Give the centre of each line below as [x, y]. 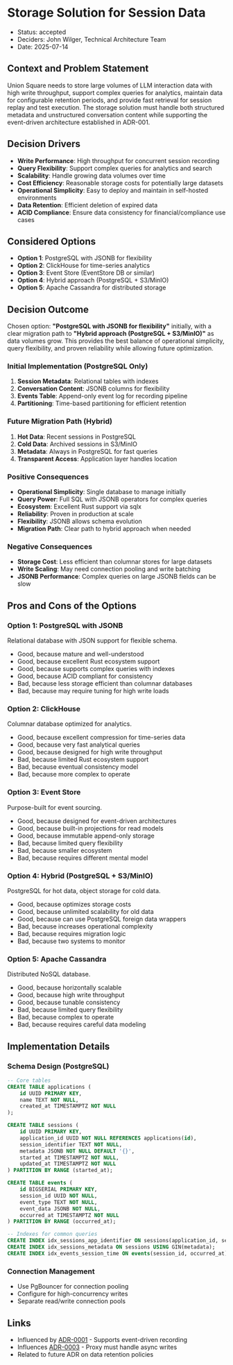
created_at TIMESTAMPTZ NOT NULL [68, 1106]
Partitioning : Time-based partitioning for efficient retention [102, 403]
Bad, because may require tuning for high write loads [93, 691]
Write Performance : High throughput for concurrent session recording [118, 160]
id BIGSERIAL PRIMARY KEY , [59, 1189]
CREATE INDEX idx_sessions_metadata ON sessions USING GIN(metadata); [111, 1247]
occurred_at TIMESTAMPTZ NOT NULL [69, 1215]
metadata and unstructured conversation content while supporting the [107, 115]
